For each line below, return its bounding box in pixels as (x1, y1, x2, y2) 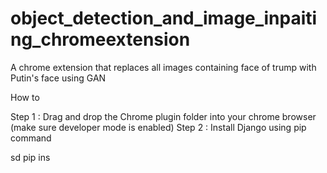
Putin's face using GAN (10, 72, 107, 84)
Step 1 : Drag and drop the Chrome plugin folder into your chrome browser (10, 110, 317, 122)
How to (10, 91, 40, 103)
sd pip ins (10, 151, 51, 163)
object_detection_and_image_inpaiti (10, 7, 318, 30)
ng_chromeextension (10, 28, 191, 51)
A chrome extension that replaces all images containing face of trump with (10, 61, 317, 73)
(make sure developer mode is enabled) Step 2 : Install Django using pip (10, 121, 307, 133)
